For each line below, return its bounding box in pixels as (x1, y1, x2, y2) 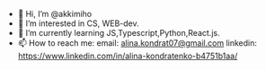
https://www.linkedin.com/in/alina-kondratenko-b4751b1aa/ (17, 50, 238, 61)
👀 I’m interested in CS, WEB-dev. (17, 18, 139, 29)
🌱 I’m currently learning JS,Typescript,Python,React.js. (17, 28, 220, 38)
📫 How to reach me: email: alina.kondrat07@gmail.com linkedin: (17, 38, 258, 48)
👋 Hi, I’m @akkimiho (17, 9, 93, 19)
